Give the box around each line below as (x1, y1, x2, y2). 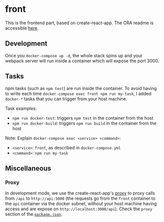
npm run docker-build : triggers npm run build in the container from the (12, 120, 157, 126)
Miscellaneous (5, 164, 51, 173)
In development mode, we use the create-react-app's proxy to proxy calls (5, 190, 155, 196)
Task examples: (5, 105, 37, 111)
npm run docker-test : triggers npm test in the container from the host (12, 115, 154, 121)
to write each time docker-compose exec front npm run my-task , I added (5, 90, 152, 96)
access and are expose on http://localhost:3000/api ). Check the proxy (5, 206, 153, 212)
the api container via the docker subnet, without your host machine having (5, 201, 157, 207)
